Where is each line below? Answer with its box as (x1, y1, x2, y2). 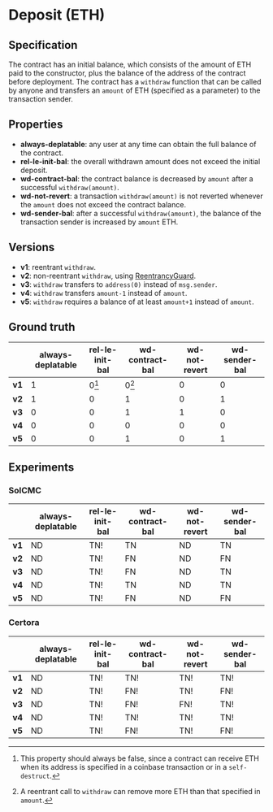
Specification (8, 38, 78, 52)
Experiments (8, 461, 75, 475)
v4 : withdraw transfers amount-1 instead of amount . (19, 288, 188, 297)
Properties (8, 118, 63, 132)
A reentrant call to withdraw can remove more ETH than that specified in (19, 786, 261, 796)
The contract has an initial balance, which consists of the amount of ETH (8, 59, 252, 69)
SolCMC (8, 485, 42, 497)
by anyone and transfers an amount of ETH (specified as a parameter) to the (8, 85, 261, 95)
